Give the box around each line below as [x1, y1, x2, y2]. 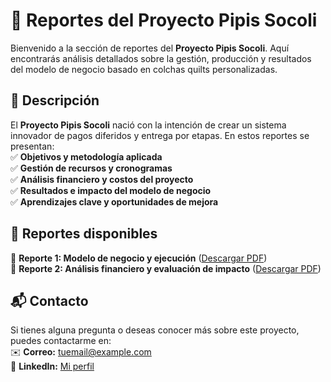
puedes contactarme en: [10, 335, 112, 347]
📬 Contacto [10, 292, 89, 309]
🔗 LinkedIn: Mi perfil [10, 360, 95, 373]
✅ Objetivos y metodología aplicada [10, 150, 163, 163]
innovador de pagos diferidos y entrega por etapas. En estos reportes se [10, 129, 310, 141]
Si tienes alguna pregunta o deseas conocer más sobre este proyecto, [10, 324, 300, 336]
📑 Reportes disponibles [10, 225, 158, 243]
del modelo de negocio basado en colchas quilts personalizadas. [10, 63, 278, 75]
